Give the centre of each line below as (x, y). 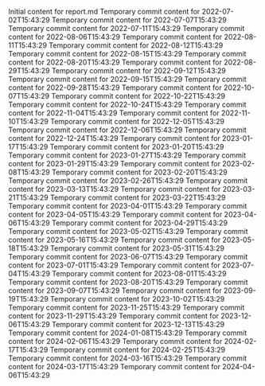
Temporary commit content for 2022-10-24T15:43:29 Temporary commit (127, 104)
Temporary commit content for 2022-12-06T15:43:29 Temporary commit (127, 130)
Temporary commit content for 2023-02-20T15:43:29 (140, 172)
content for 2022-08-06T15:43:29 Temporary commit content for (115, 37)
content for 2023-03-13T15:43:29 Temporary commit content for (115, 189)
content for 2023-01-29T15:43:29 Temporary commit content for (115, 164)
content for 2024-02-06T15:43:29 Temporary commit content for (115, 341)
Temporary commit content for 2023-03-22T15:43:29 (138, 197)
